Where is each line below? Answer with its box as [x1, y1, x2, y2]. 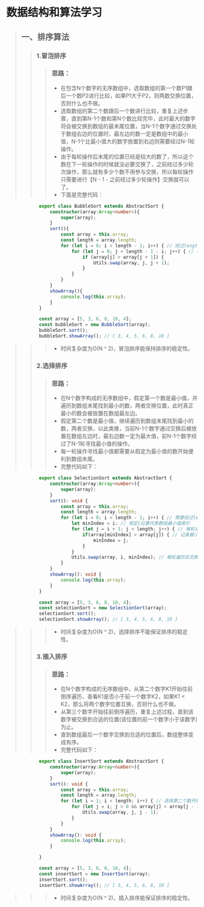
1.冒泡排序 [36, 51, 67, 60]
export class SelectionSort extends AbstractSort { [38, 475, 172, 481]
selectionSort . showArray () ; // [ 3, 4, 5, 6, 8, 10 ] [38, 616, 178, 623]
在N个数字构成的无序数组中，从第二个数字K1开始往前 [60, 685, 193, 693]
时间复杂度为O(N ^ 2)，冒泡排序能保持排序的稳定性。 [60, 345, 193, 352]
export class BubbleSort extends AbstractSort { [38, 203, 165, 209]
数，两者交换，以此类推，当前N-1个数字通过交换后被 [60, 425, 192, 432]
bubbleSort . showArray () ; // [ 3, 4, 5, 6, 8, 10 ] [38, 333, 170, 339]
